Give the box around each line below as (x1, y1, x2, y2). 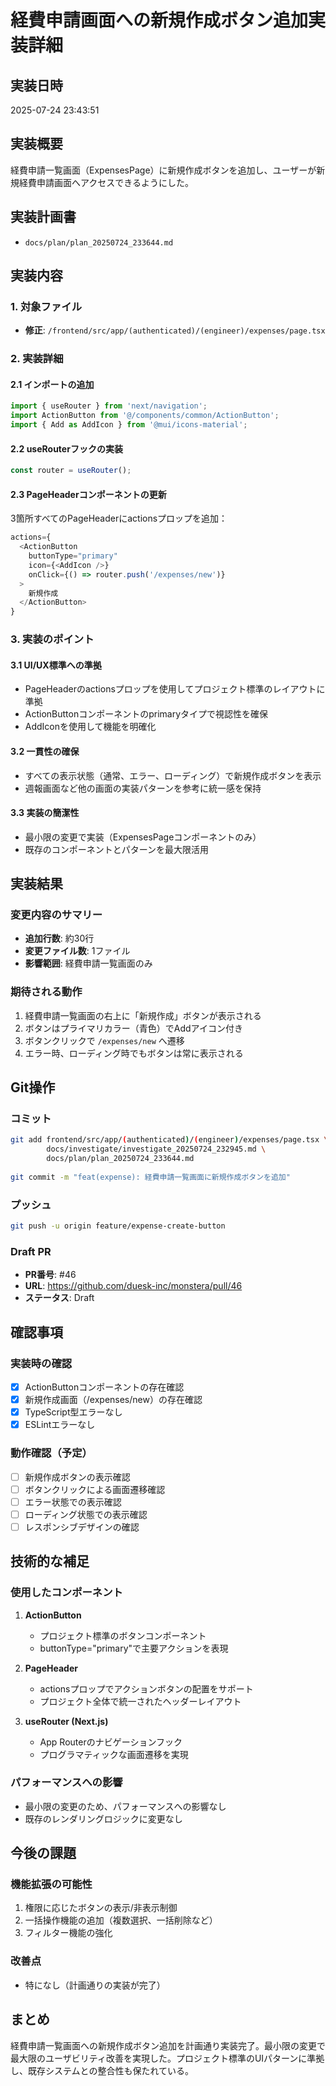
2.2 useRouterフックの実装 (10, 442, 123, 455)
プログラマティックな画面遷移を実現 (39, 1748, 189, 1760)
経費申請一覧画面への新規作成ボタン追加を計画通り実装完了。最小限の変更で (10, 2039, 326, 2051)
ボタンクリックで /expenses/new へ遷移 (24, 1034, 185, 1046)
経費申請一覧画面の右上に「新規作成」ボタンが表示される (24, 1009, 262, 1021)
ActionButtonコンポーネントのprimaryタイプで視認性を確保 (24, 708, 269, 720)
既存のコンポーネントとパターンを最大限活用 (24, 843, 210, 855)
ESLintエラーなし (24, 1419, 96, 1431)
